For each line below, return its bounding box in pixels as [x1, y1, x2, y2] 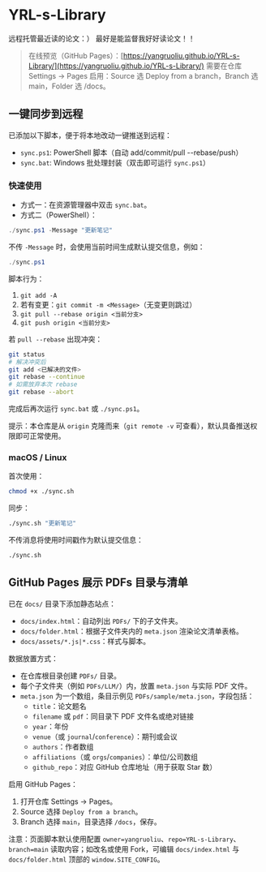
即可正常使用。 [15, 432, 66, 441]
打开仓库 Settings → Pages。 [19, 797, 118, 806]
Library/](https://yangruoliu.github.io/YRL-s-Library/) [28, 61, 204, 71]
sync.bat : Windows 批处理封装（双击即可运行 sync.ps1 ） [19, 157, 211, 167]
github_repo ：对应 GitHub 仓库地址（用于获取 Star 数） [32, 762, 217, 771]
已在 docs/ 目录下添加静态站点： [8, 599, 116, 608]
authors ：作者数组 [32, 741, 94, 751]
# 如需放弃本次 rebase [8, 380, 78, 389]
